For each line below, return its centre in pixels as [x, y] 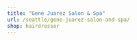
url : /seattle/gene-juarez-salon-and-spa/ [68, 20]
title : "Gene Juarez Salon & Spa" [57, 13]
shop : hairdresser [33, 26]
